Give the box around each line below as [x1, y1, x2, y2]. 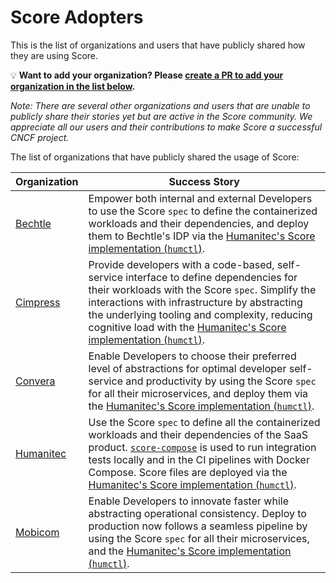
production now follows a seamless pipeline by [88, 519, 308, 533]
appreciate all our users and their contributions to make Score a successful [10, 121, 323, 133]
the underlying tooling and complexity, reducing [88, 307, 313, 321]
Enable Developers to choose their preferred [88, 349, 297, 363]
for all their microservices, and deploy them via [88, 386, 309, 400]
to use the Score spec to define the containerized [88, 204, 318, 218]
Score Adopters [10, 6, 144, 29]
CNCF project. [10, 131, 70, 143]
